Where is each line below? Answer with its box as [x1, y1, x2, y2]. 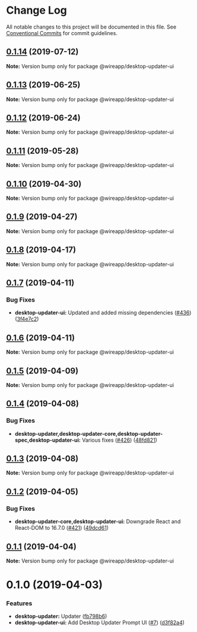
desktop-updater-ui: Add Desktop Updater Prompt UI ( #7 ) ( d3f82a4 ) [14, 619, 185, 626]
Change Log [6, 4, 67, 17]
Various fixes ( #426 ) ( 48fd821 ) [82, 436, 157, 444]
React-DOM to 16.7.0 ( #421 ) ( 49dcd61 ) [14, 524, 109, 532]
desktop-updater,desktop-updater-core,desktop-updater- [14, 430, 163, 437]
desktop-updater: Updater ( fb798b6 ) [14, 613, 107, 620]
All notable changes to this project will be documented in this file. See [6, 23, 177, 30]
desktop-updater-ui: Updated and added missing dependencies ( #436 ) [14, 309, 192, 316]
